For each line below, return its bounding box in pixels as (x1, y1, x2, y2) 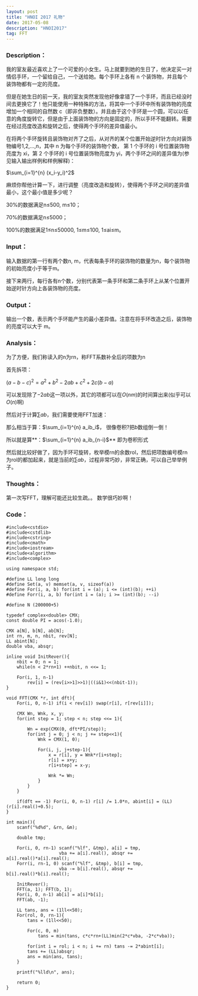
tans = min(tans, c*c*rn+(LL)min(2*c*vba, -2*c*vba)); (37, 933, 176, 939)
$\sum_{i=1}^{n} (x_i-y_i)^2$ (6, 169, 75, 176)
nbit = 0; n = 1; (16, 658, 60, 665)
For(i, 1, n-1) (16, 674, 54, 680)
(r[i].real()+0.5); (6, 803, 54, 810)
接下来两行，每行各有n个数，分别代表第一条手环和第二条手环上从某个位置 (6, 277, 185, 284)
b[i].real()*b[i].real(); (6, 871, 70, 877)
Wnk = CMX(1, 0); (37, 737, 81, 742)
